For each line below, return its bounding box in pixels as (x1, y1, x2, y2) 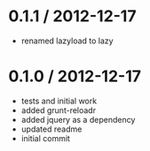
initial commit (20, 132, 70, 143)
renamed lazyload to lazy (20, 35, 114, 46)
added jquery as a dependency (20, 114, 136, 125)
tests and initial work (20, 95, 98, 106)
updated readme (20, 124, 83, 134)
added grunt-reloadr (20, 104, 97, 116)
